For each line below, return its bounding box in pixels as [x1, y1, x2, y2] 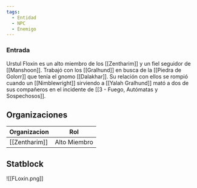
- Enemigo [12, 26, 36, 32]
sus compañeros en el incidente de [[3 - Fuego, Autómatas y [6, 86, 158, 93]
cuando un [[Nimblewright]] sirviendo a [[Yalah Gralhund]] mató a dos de [6, 79, 189, 86]
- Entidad [12, 15, 36, 21]
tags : [6, 9, 20, 15]
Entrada [6, 46, 30, 55]
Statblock [6, 159, 44, 169]
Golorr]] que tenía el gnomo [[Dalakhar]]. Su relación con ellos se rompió [6, 72, 189, 80]
